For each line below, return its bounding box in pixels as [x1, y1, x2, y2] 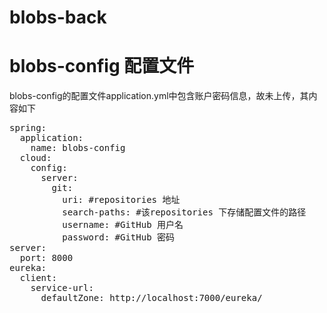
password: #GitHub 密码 [62, 232, 176, 243]
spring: [9, 122, 47, 134]
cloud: [19, 152, 52, 164]
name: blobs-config [30, 142, 126, 154]
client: [19, 272, 57, 284]
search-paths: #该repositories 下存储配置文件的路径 [62, 207, 307, 218]
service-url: [30, 282, 94, 294]
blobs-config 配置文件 [9, 55, 195, 78]
